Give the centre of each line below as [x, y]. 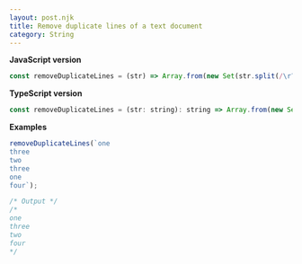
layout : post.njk [42, 18]
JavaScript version [45, 60]
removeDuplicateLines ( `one [60, 144]
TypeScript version [46, 93]
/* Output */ [34, 202]
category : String [42, 34]
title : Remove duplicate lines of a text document [106, 26]
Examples [28, 128]
